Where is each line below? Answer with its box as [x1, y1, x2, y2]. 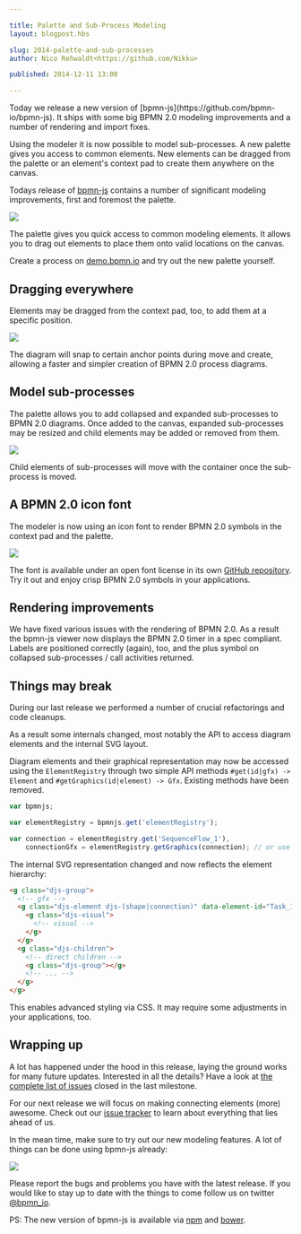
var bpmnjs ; [9, 802, 54, 812]
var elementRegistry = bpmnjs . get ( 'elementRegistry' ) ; [9, 818, 219, 828]
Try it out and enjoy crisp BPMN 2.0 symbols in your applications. [9, 574, 251, 585]
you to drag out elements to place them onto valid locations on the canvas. [9, 239, 285, 249]
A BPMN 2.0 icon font [9, 497, 132, 512]
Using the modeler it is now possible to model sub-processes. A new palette [9, 139, 291, 150]
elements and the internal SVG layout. [9, 739, 149, 750]
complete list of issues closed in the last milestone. [9, 1080, 197, 1091]
